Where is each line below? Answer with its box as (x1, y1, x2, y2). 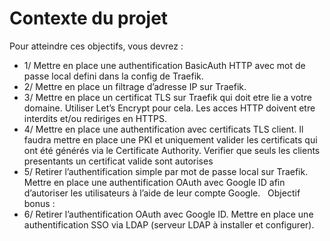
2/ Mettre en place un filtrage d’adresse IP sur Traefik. (23, 80, 247, 92)
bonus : (23, 197, 56, 209)
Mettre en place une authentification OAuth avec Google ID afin (23, 176, 286, 188)
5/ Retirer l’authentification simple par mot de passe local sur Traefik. (23, 165, 309, 177)
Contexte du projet (9, 7, 169, 30)
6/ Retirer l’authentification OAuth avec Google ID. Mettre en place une (23, 208, 314, 220)
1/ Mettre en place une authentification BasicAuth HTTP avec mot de (23, 59, 306, 71)
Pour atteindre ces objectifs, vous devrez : (9, 40, 184, 52)
